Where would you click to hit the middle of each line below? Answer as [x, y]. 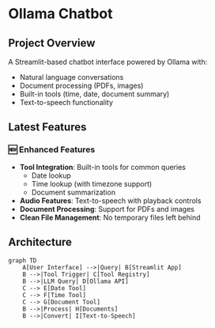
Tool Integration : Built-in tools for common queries [102, 167]
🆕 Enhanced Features [52, 149]
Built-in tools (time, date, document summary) [94, 94]
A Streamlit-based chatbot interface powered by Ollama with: [108, 62]
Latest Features [47, 127]
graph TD [23, 260]
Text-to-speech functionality [66, 102]
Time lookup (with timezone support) [92, 183]
